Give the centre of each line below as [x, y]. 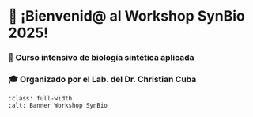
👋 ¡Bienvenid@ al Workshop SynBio [126, 16]
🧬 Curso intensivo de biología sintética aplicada [102, 58]
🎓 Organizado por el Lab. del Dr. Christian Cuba [102, 80]
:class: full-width [40, 99]
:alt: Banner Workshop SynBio [58, 106]
